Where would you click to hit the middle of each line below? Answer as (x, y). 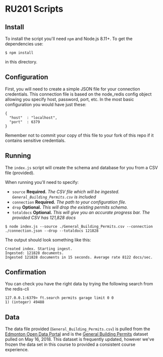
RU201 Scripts (34, 9)
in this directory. (21, 62)
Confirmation (26, 272)
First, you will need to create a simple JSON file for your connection (73, 89)
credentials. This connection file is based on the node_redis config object (78, 94)
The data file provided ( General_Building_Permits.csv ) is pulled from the (78, 329)
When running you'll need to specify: (42, 182)
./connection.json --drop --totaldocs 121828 (52, 231)
